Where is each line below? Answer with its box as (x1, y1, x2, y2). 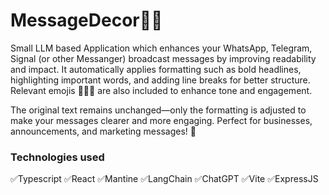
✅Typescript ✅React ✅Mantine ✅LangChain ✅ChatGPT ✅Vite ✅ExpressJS (10, 173, 319, 185)
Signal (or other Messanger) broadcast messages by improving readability (10, 52, 317, 64)
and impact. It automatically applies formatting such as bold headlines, (10, 63, 302, 75)
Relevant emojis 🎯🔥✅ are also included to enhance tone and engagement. (10, 84, 313, 96)
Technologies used (10, 150, 105, 164)
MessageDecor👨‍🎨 (10, 9, 163, 32)
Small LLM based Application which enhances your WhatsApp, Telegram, (10, 42, 313, 54)
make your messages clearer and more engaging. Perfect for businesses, (10, 114, 313, 126)
